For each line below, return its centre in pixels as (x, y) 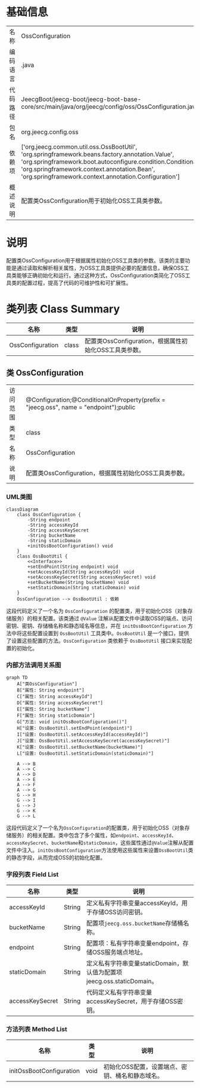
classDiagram (22, 509)
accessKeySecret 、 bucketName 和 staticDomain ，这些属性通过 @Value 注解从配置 (100, 843)
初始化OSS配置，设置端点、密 (145, 1067)
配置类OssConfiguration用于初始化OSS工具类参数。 (93, 201)
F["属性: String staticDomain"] (56, 716)
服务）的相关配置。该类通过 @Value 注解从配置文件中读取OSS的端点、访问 (101, 618)
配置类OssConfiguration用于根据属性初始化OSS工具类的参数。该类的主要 (96, 260)
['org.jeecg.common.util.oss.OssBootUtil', (79, 146)
